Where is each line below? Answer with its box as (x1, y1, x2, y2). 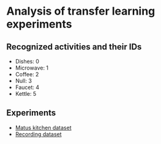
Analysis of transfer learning (6, 4, 155, 18)
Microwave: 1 (15, 64, 49, 71)
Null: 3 (15, 77, 32, 84)
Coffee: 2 (15, 71, 39, 77)
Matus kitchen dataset (15, 124, 72, 131)
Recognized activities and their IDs (6, 41, 142, 52)
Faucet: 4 (15, 84, 40, 91)
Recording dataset (15, 130, 62, 138)
